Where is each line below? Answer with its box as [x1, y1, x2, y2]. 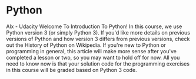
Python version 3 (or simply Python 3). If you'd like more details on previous [6, 29, 190, 36]
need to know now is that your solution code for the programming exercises [6, 60, 190, 67]
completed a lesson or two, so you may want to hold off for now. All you [6, 54, 180, 61]
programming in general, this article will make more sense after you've [6, 47, 177, 54]
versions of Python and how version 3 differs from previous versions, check [6, 35, 190, 42]
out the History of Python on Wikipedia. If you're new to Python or [6, 42, 166, 49]
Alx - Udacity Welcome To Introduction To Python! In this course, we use [6, 23, 182, 30]
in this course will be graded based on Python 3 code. [6, 66, 137, 73]
